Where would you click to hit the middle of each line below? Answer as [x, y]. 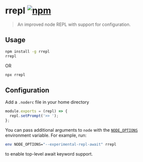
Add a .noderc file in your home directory [47, 102]
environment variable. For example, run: [46, 135]
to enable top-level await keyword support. [49, 154]
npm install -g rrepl [28, 51]
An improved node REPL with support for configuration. [74, 24]
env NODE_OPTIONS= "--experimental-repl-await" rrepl [61, 144]
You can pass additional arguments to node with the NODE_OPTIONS [71, 130]
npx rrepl [15, 75]
